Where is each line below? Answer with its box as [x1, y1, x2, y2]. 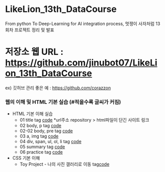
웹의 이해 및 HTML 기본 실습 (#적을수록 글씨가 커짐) [5, 98, 121, 105]
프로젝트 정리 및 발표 [14, 26, 55, 33]
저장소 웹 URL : [5, 46, 64, 58]
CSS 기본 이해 [12, 155, 40, 161]
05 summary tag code [19, 144, 66, 150]
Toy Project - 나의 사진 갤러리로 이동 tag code [19, 161, 110, 168]
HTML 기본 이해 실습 [12, 111, 53, 117]
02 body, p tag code [19, 123, 62, 129]
